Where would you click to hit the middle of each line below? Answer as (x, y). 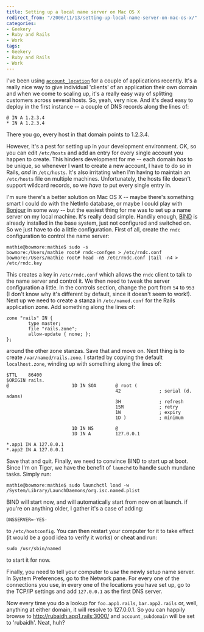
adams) (15, 396)
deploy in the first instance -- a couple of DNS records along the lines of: (98, 106)
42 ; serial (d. (153, 391)
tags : (13, 46)
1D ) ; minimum (149, 418)
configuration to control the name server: (58, 236)
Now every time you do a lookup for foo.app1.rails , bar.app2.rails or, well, (102, 603)
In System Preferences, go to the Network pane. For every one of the (93, 578)
